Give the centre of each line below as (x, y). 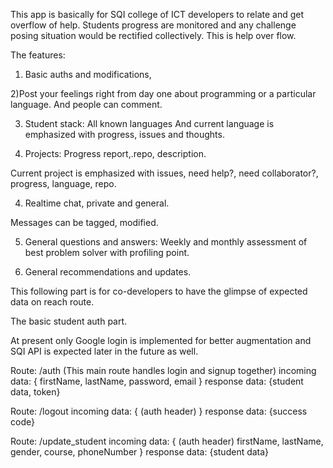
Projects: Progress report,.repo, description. (115, 153)
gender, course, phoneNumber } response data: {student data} (140, 452)
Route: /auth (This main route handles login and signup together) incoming (163, 370)
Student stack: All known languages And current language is (149, 123)
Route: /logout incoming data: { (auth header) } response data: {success (159, 411)
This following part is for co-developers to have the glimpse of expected (159, 291)
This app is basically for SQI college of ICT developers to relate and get (157, 14)
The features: (38, 55)
